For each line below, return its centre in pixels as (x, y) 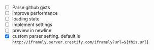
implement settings (32, 24)
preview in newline (32, 31)
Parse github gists (31, 7)
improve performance (35, 13)
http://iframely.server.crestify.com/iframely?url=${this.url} (81, 42)
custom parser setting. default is (46, 36)
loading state (26, 19)
